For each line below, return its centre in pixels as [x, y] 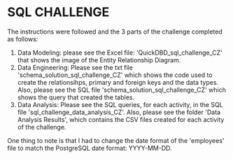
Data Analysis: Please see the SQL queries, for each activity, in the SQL [120, 104]
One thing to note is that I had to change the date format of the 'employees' [116, 140]
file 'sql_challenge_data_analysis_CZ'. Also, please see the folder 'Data [119, 112]
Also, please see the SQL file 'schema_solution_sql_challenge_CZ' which [121, 90]
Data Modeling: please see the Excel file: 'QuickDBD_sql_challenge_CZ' [120, 53]
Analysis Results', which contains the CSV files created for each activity [121, 119]
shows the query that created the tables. [76, 97]
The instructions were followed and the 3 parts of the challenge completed [115, 32]
